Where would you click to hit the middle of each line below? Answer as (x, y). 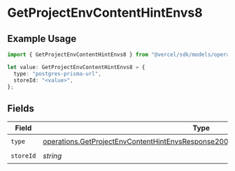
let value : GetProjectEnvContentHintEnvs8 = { (76, 67)
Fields (21, 109)
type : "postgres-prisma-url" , (57, 74)
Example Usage (42, 39)
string (52, 156)
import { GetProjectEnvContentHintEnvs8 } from (78, 54)
